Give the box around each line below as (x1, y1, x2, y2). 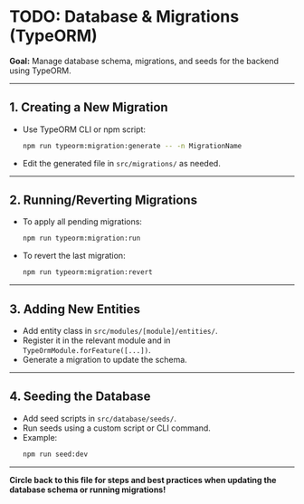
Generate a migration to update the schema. (22, 355, 187, 365)
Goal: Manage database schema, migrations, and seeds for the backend (9, 55, 279, 66)
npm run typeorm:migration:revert (22, 268, 153, 277)
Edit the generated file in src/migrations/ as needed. (22, 157, 222, 168)
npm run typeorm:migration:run (22, 233, 141, 243)
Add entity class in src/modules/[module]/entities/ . (22, 326, 218, 336)
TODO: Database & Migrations (9, 6, 240, 27)
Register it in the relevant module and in (22, 335, 171, 346)
